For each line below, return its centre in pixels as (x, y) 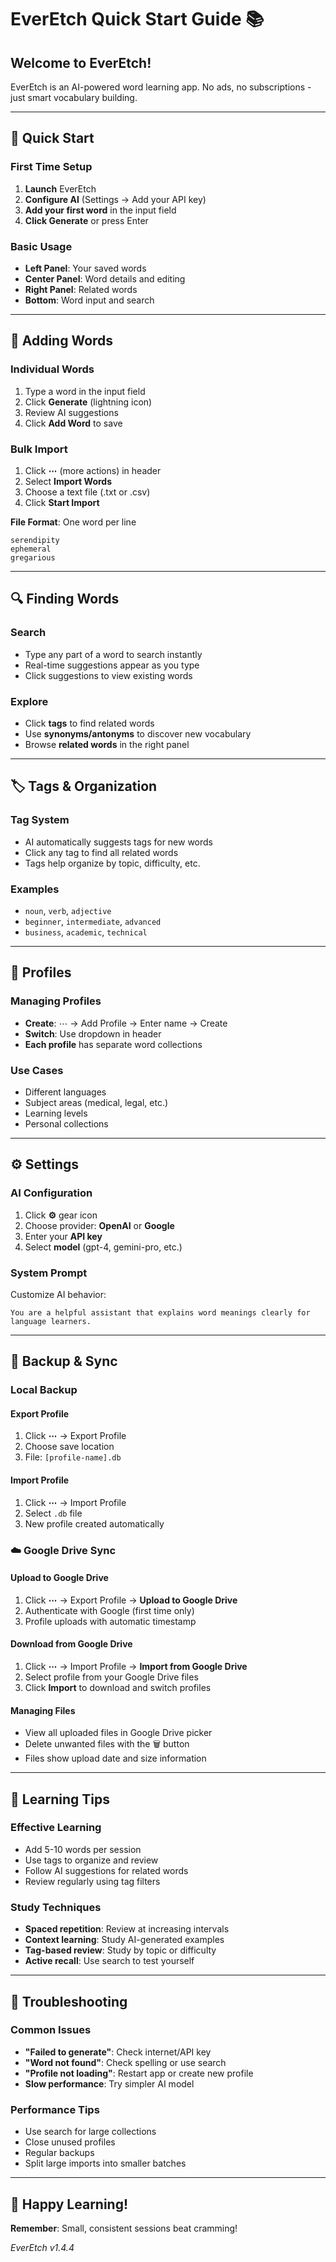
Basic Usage (41, 246)
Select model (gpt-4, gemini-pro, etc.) (103, 1247)
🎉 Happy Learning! (69, 2204)
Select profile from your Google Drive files (111, 1677)
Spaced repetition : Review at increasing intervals (127, 1929)
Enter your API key (63, 1236)
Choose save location (69, 1447)
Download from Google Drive (71, 1644)
